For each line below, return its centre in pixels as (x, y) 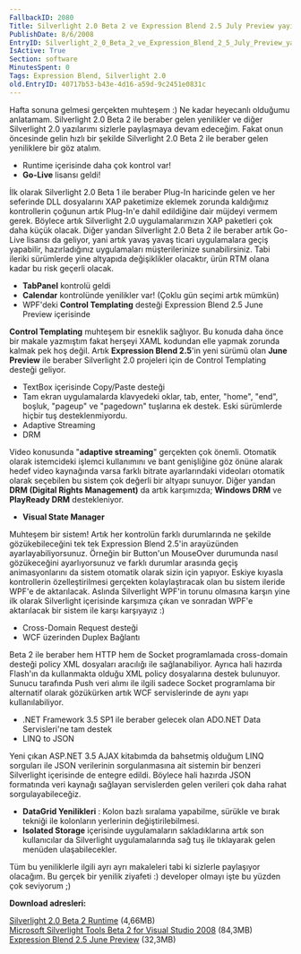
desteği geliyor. (38, 369)
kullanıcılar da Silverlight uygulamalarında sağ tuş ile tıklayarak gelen (149, 839)
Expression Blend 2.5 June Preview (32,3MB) (93, 939)
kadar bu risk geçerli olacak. (62, 268)
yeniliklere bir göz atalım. (55, 148)
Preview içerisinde (56, 314)
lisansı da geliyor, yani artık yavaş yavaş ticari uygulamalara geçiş (147, 239)
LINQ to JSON (48, 738)
